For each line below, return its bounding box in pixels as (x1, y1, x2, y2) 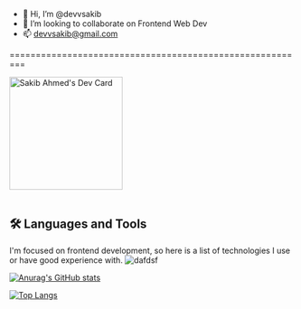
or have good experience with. (9, 254, 124, 266)
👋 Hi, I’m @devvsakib (22, 9, 102, 19)
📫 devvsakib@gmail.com (22, 28, 118, 39)
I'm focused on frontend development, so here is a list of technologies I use (9, 245, 291, 256)
